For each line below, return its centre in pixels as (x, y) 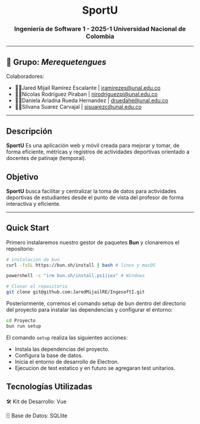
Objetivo (22, 177)
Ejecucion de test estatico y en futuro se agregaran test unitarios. (95, 368)
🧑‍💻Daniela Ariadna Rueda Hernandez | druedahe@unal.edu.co (91, 100)
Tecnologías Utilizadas (49, 387)
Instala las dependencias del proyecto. (62, 349)
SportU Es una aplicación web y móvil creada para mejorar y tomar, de (93, 146)
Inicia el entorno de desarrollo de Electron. (67, 362)
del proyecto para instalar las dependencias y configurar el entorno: (90, 310)
